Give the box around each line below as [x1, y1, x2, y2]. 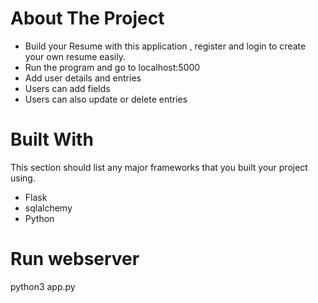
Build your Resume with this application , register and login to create [24, 40, 307, 52]
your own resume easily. [24, 50, 126, 62]
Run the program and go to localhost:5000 [24, 61, 201, 73]
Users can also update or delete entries [24, 93, 188, 105]
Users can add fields [24, 82, 111, 94]
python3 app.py [10, 280, 76, 292]
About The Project [10, 7, 165, 30]
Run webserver [10, 248, 140, 271]
